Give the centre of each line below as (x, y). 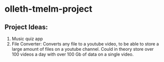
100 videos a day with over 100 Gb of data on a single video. (72, 54)
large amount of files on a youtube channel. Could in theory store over (83, 49)
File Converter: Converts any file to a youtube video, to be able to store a (85, 44)
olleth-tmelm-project (49, 9)
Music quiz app (27, 39)
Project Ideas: (26, 27)
